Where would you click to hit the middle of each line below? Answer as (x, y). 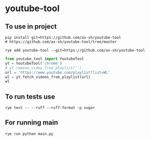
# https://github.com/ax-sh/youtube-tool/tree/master (61, 42)
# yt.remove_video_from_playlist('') (43, 68)
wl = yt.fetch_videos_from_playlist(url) (48, 77)
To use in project (31, 26)
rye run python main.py (29, 134)
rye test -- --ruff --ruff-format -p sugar (50, 108)
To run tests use (30, 97)
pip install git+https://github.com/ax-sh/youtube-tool (63, 37)
